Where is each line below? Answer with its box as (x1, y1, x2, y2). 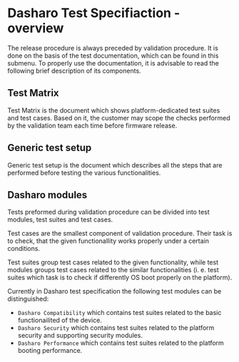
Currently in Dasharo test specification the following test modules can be (7, 287, 222, 296)
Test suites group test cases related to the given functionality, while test (7, 258, 219, 267)
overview (7, 20, 64, 36)
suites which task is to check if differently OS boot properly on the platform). (7, 273, 233, 282)
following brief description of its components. (7, 66, 141, 75)
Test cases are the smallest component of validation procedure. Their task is (7, 229, 233, 238)
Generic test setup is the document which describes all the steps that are (7, 160, 223, 169)
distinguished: (7, 294, 49, 304)
